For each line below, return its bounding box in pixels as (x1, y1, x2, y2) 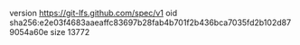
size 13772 (50, 27, 90, 37)
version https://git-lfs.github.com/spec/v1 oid (9, 8, 178, 18)
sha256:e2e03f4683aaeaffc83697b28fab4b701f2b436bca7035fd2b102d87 (9, 17, 292, 28)
